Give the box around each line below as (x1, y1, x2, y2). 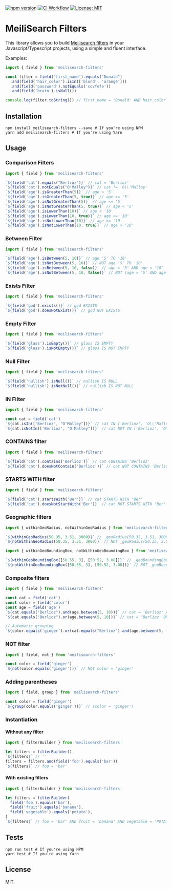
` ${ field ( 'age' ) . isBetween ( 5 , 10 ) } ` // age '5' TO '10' (5, 256, 127, 261)
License (5, 865, 31, 874)
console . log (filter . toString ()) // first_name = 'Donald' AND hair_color (5, 98, 166, 103)
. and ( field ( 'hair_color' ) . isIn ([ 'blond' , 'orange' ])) (10, 79, 127, 84)
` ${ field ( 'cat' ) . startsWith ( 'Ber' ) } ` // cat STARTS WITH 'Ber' (5, 497, 143, 502)
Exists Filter (5, 282, 35, 289)
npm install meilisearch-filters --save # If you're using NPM (5, 125, 143, 131)
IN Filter (5, 395, 26, 403)
